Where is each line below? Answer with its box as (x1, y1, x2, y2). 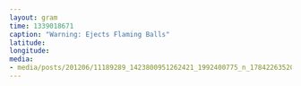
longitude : (9, 47, 50, 56)
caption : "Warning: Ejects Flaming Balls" (9, 30, 170, 39)
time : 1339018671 (9, 21, 74, 30)
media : (9, 55, 34, 64)
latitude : (9, 38, 47, 47)
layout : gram (9, 13, 58, 22)
